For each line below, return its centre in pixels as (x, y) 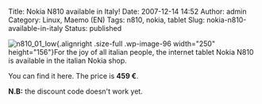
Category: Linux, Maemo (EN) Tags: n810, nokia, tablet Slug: (106, 20)
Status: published (93, 28)
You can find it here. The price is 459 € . (73, 76)
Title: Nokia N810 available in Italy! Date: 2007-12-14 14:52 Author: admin (127, 12)
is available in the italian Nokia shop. (67, 60)
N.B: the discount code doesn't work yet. (75, 91)
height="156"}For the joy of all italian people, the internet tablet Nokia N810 (131, 52)
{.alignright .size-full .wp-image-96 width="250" (136, 44)
